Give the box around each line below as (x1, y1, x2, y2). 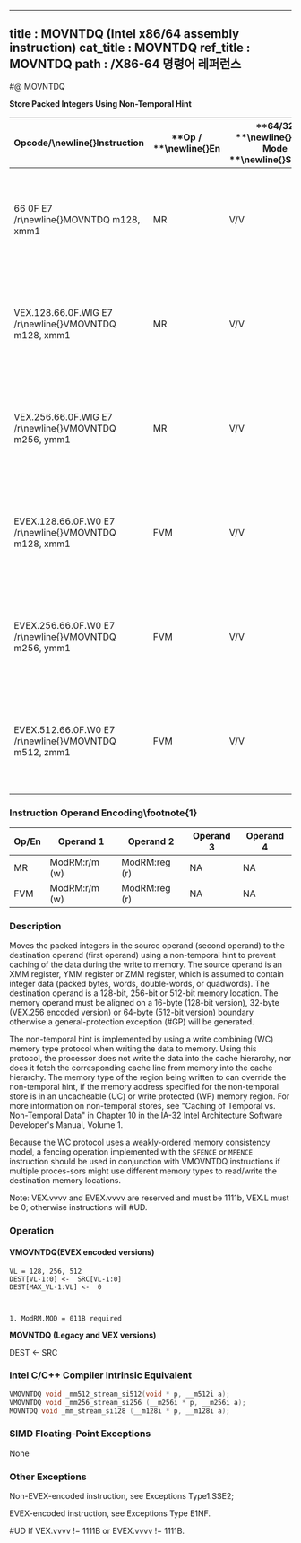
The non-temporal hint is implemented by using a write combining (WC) (9, 1033, 274, 1045)
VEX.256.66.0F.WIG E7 (13, 410, 114, 423)
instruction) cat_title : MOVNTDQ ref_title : (9, 40, 251, 56)
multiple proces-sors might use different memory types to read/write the (9, 1165, 278, 1176)
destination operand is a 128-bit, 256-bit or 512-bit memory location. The (9, 988, 279, 998)
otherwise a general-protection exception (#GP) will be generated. (9, 1016, 254, 1027)
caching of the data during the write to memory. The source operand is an (9, 959, 283, 970)
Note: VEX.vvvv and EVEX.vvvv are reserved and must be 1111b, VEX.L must (9, 1192, 289, 1203)
